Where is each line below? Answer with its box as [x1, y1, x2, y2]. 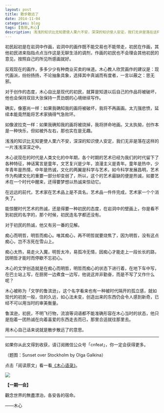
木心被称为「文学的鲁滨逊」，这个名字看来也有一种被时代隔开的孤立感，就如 [5, 288, 157, 294]
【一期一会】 [5, 382, 31, 388]
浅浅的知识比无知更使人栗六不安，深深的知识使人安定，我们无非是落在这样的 [5, 138, 159, 144]
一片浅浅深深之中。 [5, 144, 44, 150]
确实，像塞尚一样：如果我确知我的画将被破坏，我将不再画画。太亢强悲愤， [5, 105, 155, 111]
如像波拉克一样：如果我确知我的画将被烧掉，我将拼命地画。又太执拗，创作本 [5, 122, 159, 127]
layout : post [5, 7, 32, 12]
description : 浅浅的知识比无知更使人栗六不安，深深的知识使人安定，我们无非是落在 [5, 30, 154, 35]
